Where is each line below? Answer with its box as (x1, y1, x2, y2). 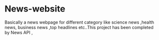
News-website (4, 3, 66, 14)
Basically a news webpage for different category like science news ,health (4, 19, 155, 25)
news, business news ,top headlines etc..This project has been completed (4, 24, 154, 30)
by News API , (4, 29, 33, 35)
